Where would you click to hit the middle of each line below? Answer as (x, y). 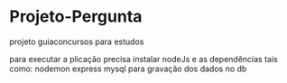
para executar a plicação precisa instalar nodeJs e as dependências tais (143, 59)
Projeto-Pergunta (76, 17)
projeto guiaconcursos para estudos (77, 41)
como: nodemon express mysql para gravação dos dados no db (128, 69)
